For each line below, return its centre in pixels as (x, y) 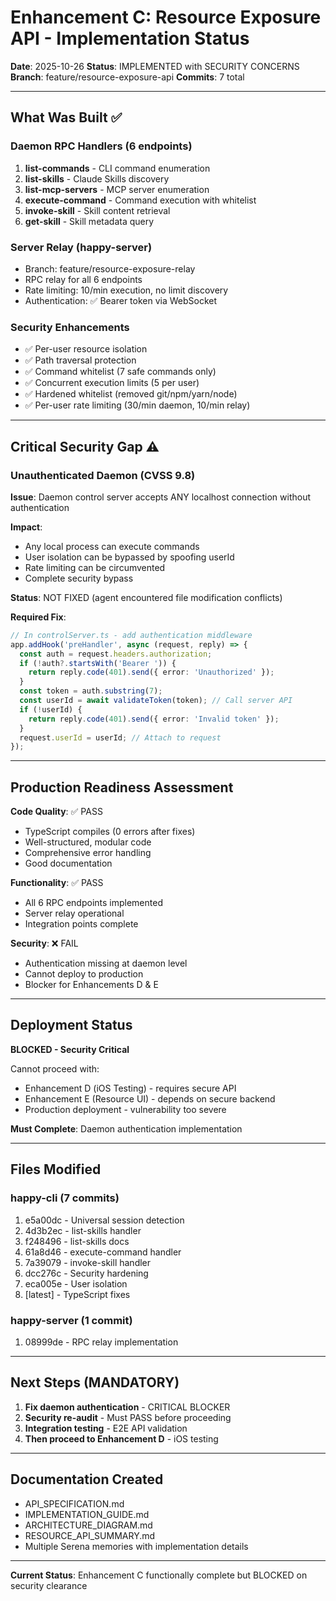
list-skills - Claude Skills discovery (97, 178)
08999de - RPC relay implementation (101, 1342)
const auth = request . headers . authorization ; (116, 654)
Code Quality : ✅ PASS (56, 812)
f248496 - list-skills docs (77, 1241)
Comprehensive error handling (88, 853)
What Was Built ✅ (66, 117)
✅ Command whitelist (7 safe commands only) (120, 372)
